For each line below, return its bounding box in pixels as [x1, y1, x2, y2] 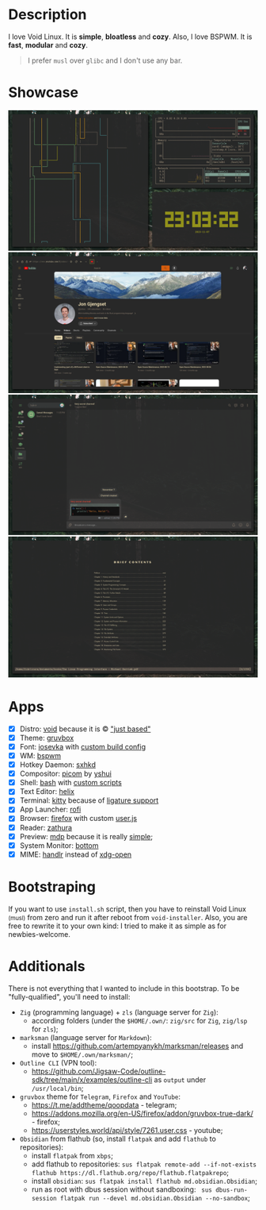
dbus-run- [215, 1185, 248, 1194]
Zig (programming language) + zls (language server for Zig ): [19, 1007, 219, 1017]
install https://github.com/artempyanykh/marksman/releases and [31, 1041, 244, 1050]
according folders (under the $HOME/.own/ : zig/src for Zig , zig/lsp [31, 1015, 248, 1025]
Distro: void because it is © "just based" [19, 724, 151, 734]
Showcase [8, 83, 79, 102]
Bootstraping [8, 877, 97, 896]
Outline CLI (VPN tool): [19, 1058, 97, 1067]
